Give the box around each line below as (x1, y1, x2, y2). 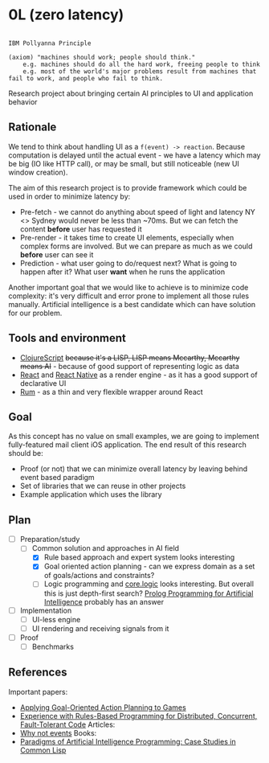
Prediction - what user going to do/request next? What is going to (19, 258, 237, 268)
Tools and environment (8, 331, 126, 345)
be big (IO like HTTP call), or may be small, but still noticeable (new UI (8, 158, 239, 168)
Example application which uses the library (19, 490, 162, 499)
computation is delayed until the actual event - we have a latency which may (8, 150, 261, 160)
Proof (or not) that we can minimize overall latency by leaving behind (19, 464, 248, 474)
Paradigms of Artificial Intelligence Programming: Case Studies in (19, 736, 236, 746)
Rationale (8, 121, 57, 134)
